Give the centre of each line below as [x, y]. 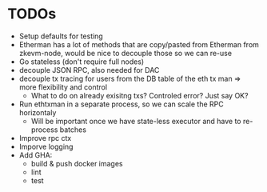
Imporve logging [46, 146]
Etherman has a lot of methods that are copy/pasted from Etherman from [139, 44]
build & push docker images [77, 163]
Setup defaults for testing [61, 36]
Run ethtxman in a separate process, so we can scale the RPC [122, 104]
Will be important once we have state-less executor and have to [136, 121]
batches [73, 130]
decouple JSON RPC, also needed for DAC [89, 70]
